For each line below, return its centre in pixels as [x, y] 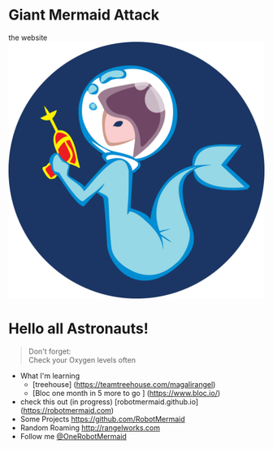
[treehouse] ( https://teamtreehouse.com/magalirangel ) [124, 384]
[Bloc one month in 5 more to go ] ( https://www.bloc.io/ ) [126, 393]
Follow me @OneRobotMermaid [74, 436]
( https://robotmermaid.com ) [67, 410]
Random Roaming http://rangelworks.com [90, 427]
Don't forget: [50, 351]
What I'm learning [50, 376]
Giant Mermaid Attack [84, 15]
